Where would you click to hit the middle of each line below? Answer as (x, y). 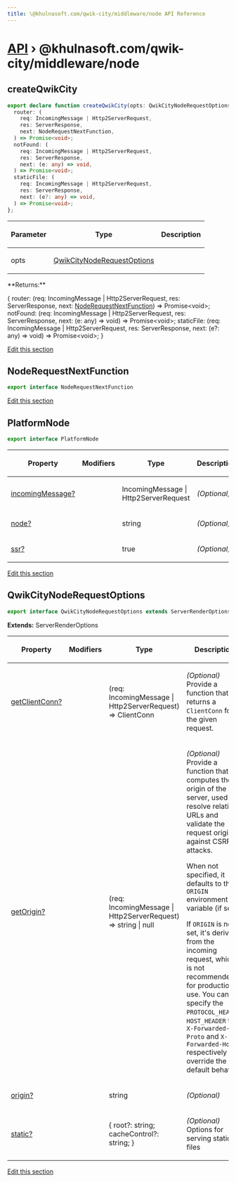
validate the (206, 824)
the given (202, 719)
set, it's (198, 933)
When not (203, 866)
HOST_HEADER (206, 1021)
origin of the (206, 788)
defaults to (204, 883)
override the (206, 1060)
